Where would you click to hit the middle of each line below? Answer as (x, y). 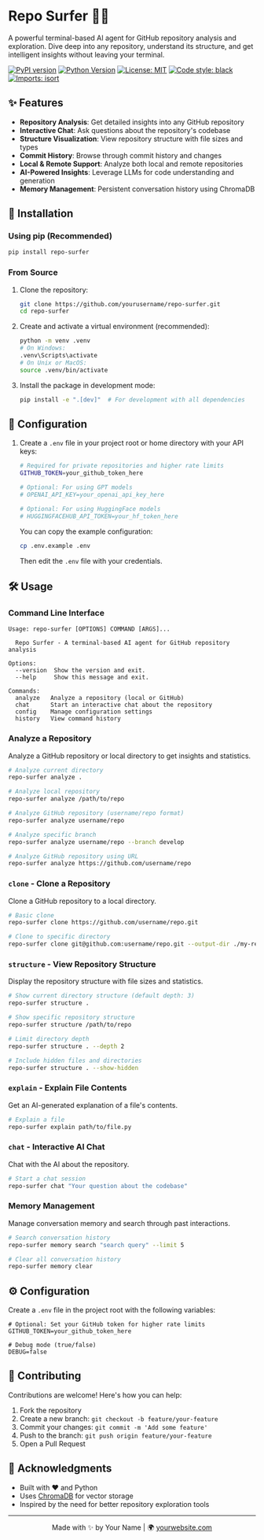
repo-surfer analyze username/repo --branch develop (96, 842)
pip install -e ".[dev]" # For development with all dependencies (132, 400)
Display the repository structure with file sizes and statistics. (106, 981)
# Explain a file (37, 1120)
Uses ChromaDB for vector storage (76, 1496)
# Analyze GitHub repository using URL (73, 856)
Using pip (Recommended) (60, 236)
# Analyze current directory (56, 770)
